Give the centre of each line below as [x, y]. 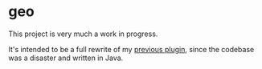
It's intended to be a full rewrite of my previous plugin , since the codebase [131, 49]
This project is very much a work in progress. [83, 34]
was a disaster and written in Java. [66, 58]
